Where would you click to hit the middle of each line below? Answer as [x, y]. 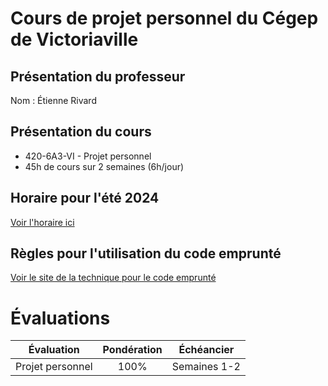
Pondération [132, 350]
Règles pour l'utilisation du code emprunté [146, 253]
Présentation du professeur [98, 76]
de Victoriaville [74, 39]
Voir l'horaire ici [42, 222]
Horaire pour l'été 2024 [85, 198]
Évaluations [60, 318]
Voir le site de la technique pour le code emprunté [113, 278]
